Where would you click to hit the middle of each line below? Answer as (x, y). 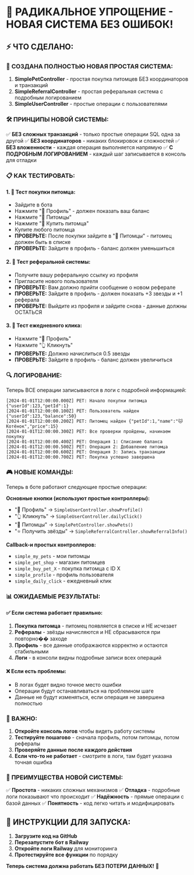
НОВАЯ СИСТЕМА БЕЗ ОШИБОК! (90, 24)
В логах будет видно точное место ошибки (68, 684)
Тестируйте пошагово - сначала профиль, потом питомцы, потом (97, 737)
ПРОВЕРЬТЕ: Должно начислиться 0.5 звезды (72, 353)
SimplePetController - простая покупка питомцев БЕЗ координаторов (101, 79)
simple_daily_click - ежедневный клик (63, 581)
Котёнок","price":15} (32, 426)
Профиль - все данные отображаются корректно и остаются (91, 645)
